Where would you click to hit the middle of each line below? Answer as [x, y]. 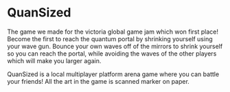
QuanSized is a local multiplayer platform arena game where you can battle [113, 74]
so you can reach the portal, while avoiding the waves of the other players [112, 54]
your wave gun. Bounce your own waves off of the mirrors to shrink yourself [115, 46]
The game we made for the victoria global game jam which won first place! [113, 32]
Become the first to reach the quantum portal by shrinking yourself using [110, 38]
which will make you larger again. [54, 60]
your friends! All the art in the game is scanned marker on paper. [99, 81]
